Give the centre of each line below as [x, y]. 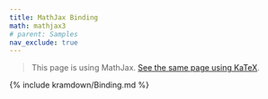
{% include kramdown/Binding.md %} [80, 85]
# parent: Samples [44, 34]
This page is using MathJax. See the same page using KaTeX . [146, 68]
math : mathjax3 [38, 26]
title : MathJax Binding [54, 17]
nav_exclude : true [44, 42]
